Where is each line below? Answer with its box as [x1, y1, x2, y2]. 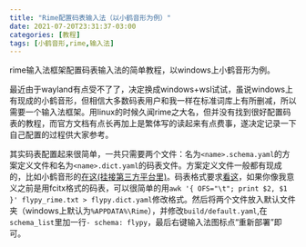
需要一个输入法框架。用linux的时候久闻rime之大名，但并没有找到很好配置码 [9, 106, 291, 118]
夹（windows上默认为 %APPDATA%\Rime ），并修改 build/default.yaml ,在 [9, 205, 268, 216]
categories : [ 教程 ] [9, 30, 81, 39]
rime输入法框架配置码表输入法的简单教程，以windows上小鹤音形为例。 [9, 64, 275, 75]
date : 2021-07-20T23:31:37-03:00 [9, 22, 137, 31]
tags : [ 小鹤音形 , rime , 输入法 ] [9, 38, 115, 48]
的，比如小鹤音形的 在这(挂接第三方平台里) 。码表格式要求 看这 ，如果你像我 [9, 172, 287, 183]
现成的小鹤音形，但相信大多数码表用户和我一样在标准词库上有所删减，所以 [16, 95, 297, 106]
